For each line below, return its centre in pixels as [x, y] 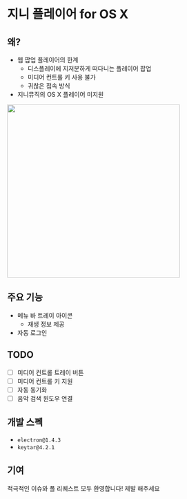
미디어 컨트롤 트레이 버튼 [50, 372]
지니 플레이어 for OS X [68, 14]
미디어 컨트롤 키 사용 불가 [62, 77]
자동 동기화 [32, 390]
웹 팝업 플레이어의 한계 [48, 60]
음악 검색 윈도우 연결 [45, 398]
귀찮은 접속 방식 [49, 86]
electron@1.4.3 [39, 440]
